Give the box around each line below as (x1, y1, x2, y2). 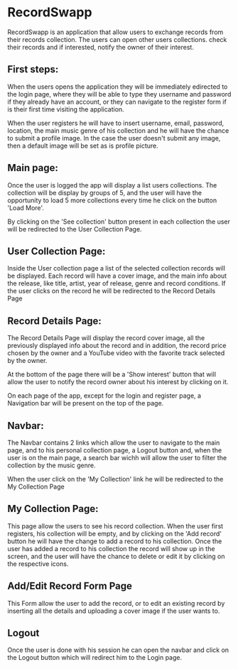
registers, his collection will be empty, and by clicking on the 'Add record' (7, 529, 222, 538)
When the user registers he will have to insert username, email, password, (7, 119, 225, 127)
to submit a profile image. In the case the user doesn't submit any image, (7, 134, 221, 142)
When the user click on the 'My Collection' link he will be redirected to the (7, 475, 224, 483)
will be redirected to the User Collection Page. (7, 224, 142, 233)
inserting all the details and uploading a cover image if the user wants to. (7, 607, 220, 615)
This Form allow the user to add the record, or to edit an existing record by (7, 599, 225, 607)
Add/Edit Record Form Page (7, 580, 133, 592)
